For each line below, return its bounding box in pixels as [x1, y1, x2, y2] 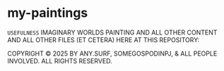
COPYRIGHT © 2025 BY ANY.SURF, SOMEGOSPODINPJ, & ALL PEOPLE [7, 49, 218, 58]
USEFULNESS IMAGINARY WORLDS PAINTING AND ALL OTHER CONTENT [7, 28, 218, 37]
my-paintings [7, 5, 88, 21]
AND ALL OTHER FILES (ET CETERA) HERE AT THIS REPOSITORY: [7, 35, 200, 44]
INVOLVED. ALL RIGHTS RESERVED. [7, 56, 112, 65]
